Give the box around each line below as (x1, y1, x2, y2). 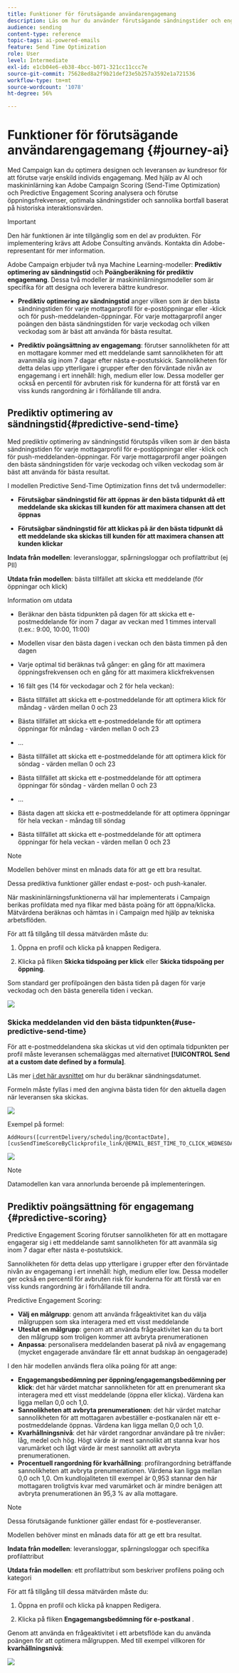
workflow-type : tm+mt (7, 76, 72, 84)
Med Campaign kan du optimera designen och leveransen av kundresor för (7, 166, 228, 175)
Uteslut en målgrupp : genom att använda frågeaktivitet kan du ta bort (17, 1325, 223, 1333)
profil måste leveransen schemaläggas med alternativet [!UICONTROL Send (7, 1050, 230, 1059)
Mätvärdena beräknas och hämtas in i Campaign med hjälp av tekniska (7, 907, 215, 917)
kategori (7, 1573, 32, 1582)
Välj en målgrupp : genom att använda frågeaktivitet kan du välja (17, 1310, 207, 1318)
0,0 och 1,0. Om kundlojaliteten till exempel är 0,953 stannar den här (17, 1474, 218, 1483)
